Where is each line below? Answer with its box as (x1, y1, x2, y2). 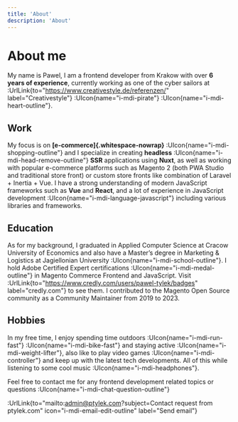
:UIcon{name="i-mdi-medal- (130, 264, 215, 273)
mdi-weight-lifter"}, (7, 348, 64, 357)
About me (7, 48, 67, 64)
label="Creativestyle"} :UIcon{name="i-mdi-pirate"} (7, 94, 160, 102)
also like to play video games (65, 348, 151, 357)
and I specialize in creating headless (64, 149, 173, 157)
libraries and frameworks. (7, 201, 83, 210)
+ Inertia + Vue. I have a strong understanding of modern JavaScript (7, 179, 207, 187)
